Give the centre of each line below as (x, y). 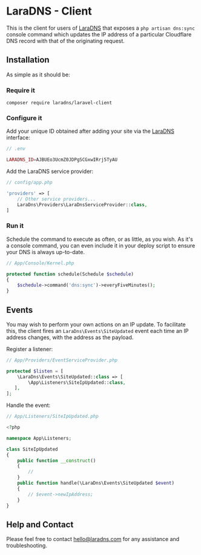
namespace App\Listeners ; (39, 438)
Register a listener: (30, 349)
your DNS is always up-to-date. (45, 252)
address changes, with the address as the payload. (70, 337)
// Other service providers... (57, 199)
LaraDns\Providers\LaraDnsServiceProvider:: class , (82, 204)
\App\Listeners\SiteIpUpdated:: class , (77, 382)
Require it (21, 90)
